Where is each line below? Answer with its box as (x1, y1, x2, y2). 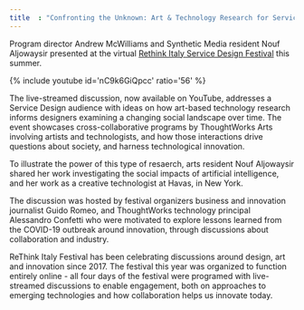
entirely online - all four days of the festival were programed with (9, 270, 252, 281)
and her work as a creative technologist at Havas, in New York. (9, 178, 244, 189)
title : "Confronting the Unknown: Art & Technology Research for (9, 13, 270, 23)
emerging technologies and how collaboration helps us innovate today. (9, 289, 273, 300)
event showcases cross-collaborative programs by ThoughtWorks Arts (9, 121, 273, 132)
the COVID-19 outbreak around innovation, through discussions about (9, 224, 269, 235)
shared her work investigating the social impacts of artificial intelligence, (9, 168, 280, 179)
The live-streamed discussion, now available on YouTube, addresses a (9, 92, 272, 103)
